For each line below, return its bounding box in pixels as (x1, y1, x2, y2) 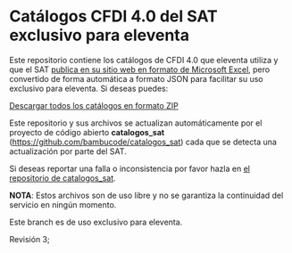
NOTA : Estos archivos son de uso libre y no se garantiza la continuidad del (9, 190, 284, 200)
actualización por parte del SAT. (9, 145, 127, 157)
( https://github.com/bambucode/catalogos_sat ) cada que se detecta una (9, 136, 277, 147)
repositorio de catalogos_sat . (9, 172, 116, 184)
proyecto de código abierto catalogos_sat (9, 126, 165, 137)
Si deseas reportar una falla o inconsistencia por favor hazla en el (9, 163, 250, 174)
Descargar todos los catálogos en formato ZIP (9, 100, 179, 110)
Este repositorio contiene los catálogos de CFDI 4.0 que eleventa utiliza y (9, 54, 279, 65)
